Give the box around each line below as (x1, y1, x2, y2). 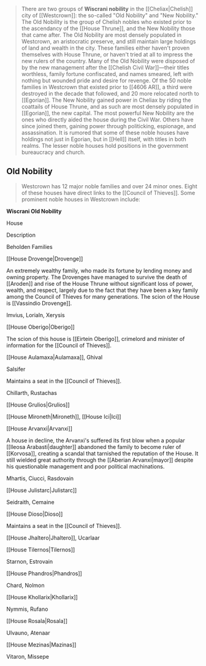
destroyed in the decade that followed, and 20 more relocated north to (21, 90, 199, 97)
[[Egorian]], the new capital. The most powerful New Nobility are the (21, 110, 194, 117)
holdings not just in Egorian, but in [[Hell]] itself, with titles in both (21, 136, 186, 143)
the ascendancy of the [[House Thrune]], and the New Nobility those (21, 25, 195, 32)
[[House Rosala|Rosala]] (6, 617, 68, 624)
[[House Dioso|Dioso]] (6, 510, 63, 518)
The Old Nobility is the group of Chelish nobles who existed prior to (21, 18, 192, 25)
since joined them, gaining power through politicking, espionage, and (21, 123, 196, 129)
